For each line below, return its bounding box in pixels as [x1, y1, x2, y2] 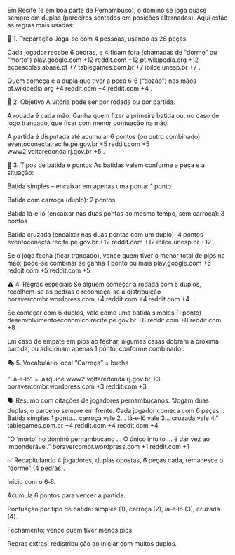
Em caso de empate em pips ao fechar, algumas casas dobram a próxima [7, 337, 220, 345]
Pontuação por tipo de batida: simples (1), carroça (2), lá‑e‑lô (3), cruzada [7, 505, 220, 513]
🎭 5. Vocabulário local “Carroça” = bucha [7, 358, 129, 367]
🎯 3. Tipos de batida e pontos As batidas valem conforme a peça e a [7, 161, 206, 169]
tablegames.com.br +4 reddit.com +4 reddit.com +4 [7, 422, 159, 429]
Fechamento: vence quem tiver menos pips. [7, 526, 135, 534]
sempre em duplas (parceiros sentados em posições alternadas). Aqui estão [7, 13, 228, 22]
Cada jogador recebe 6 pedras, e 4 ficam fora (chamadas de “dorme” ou [7, 48, 217, 56]
